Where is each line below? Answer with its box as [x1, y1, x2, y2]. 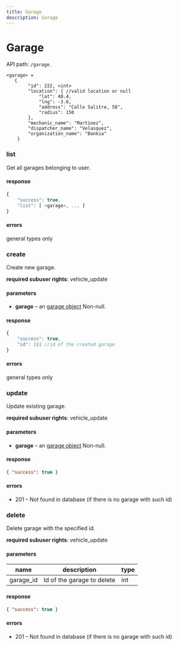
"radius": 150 [38, 110, 74, 116]
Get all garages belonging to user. [6, 164, 91, 171]
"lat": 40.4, [38, 93, 71, 100]
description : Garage [6, 15, 59, 21]
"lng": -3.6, [38, 99, 71, 105]
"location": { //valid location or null [28, 89, 131, 95]
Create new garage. [6, 263, 56, 271]
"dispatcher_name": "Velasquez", [28, 126, 113, 132]
